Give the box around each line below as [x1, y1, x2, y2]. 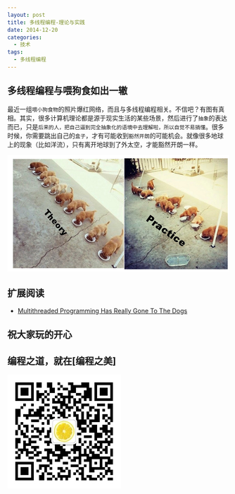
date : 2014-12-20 [7, 26, 58, 33]
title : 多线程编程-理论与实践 [7, 18, 86, 26]
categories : [7, 34, 42, 41]
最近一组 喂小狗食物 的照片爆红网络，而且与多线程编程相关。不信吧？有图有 [7, 104, 219, 113]
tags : [7, 49, 23, 56]
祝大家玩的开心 [7, 329, 72, 341]
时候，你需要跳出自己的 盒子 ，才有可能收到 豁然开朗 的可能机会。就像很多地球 [7, 131, 224, 140]
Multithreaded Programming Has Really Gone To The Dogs [17, 306, 188, 315]
